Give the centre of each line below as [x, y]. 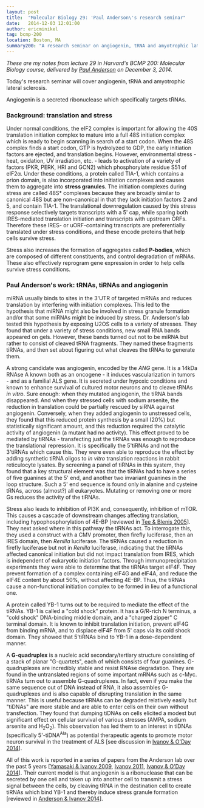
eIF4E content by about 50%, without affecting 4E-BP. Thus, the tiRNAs [96, 580]
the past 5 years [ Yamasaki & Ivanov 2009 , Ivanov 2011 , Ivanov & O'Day [96, 766]
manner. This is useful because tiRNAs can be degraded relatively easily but [102, 700]
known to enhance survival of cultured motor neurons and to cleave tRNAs [100, 388]
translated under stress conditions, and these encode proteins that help [96, 232]
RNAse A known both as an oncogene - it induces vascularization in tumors [101, 375]
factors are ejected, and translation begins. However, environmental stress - [101, 154]
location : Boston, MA [34, 40]
